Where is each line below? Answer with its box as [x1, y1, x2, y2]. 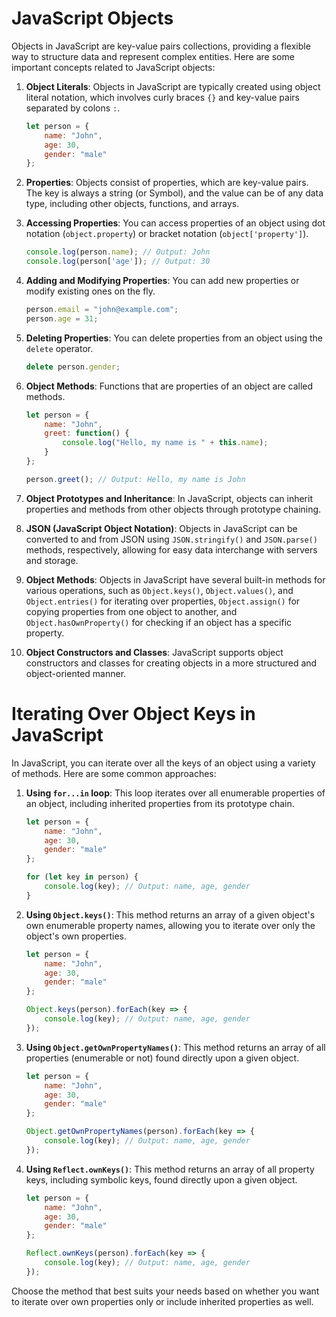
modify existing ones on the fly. [25, 285, 156, 297]
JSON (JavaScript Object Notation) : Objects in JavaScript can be [25, 522, 298, 534]
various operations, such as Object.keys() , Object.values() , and [25, 584, 294, 596]
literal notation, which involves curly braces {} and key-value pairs [25, 91, 300, 103]
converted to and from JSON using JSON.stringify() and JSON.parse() [25, 533, 318, 545]
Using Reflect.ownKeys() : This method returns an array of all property [25, 1163, 315, 1175]
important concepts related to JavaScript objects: [11, 61, 216, 73]
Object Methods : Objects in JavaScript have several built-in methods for [25, 573, 326, 586]
